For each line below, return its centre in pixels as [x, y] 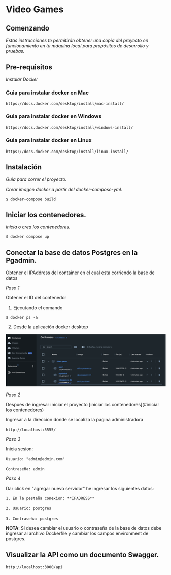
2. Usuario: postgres [29, 508]
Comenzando [28, 28]
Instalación [24, 167]
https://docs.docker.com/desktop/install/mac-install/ [65, 104]
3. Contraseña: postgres [32, 519]
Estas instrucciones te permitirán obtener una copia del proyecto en [77, 40]
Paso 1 [13, 288]
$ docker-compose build [31, 199]
